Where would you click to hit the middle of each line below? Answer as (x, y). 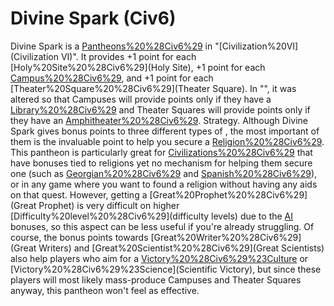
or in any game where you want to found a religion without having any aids (164, 184)
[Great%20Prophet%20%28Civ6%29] (228, 194)
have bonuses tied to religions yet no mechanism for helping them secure (161, 163)
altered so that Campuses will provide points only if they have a (141, 99)
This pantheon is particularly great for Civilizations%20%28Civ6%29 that (161, 152)
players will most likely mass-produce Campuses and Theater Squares (156, 279)
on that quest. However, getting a (79, 194)
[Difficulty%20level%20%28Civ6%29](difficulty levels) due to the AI (152, 216)
